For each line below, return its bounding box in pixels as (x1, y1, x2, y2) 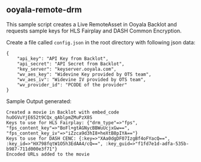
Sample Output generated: (6, 97, 72, 104)
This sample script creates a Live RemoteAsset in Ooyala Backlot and (6, 20, 177, 28)
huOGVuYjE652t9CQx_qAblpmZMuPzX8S (6, 114, 93, 121)
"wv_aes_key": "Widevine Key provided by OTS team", (17, 71, 152, 77)
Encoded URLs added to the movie (6, 151, 90, 157)
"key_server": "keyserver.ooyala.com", (17, 66, 117, 72)
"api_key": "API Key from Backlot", (17, 55, 109, 62)
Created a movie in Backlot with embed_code (6, 109, 119, 115)
